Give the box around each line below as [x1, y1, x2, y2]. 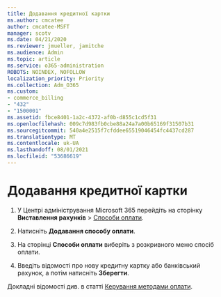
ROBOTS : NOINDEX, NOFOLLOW [7, 68, 85, 75]
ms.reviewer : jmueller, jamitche [7, 43, 104, 49]
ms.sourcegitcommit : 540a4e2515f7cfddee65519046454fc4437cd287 [7, 127, 195, 134]
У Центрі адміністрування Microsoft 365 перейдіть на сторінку [17, 206, 203, 214]
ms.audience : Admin [7, 49, 64, 56]
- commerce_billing [7, 95, 64, 102]
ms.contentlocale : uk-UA [7, 140, 79, 147]
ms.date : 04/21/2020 [7, 36, 67, 43]
